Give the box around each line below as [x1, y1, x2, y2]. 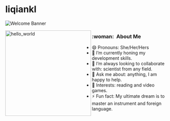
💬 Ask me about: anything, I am [92, 71, 157, 77]
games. [92, 88, 108, 94]
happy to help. [92, 77, 122, 83]
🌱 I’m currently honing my [92, 50, 146, 56]
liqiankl [5, 4, 37, 15]
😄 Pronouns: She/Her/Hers [92, 45, 149, 51]
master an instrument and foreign [92, 100, 162, 107]
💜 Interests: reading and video [92, 82, 155, 88]
